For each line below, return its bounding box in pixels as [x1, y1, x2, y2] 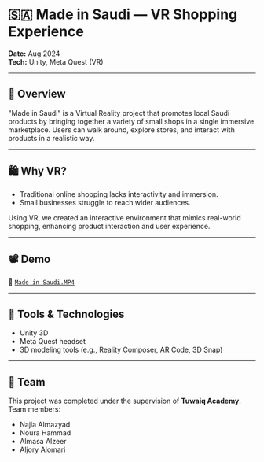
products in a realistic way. [8, 133, 95, 142]
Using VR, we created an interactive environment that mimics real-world [8, 213, 241, 222]
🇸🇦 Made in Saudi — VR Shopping [8, 6, 238, 24]
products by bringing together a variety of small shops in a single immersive [8, 116, 255, 126]
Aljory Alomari [19, 445, 66, 454]
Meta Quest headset [19, 337, 86, 346]
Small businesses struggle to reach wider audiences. [19, 198, 191, 207]
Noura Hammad [19, 428, 71, 438]
